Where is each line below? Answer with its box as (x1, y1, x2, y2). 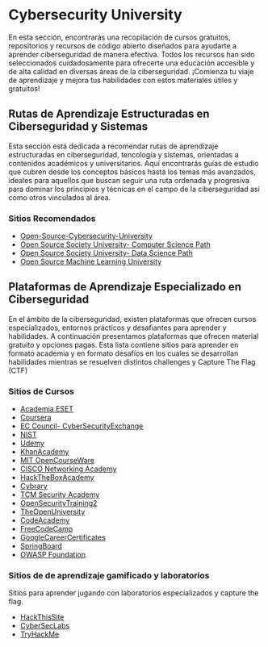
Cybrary (19, 482, 48, 491)
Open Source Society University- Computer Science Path (19, 240, 211, 249)
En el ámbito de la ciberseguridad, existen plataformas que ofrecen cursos (8, 314, 257, 323)
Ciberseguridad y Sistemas (8, 119, 149, 134)
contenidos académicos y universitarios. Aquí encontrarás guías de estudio (8, 158, 259, 168)
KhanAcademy (19, 447, 69, 457)
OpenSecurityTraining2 (19, 499, 98, 508)
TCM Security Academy (19, 490, 100, 499)
